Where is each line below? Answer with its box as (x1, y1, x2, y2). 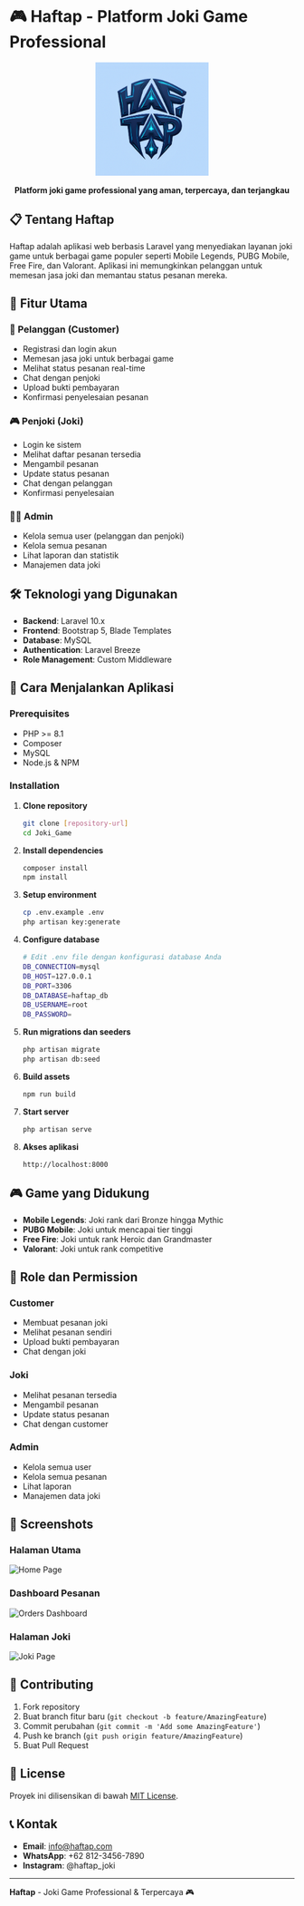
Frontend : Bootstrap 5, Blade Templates (22, 625, 172, 636)
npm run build (22, 1089, 76, 1099)
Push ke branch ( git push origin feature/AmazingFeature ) (22, 1730, 243, 1741)
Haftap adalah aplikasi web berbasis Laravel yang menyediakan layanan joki (9, 240, 292, 251)
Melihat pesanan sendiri (22, 1327, 112, 1337)
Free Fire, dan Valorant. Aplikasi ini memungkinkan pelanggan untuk (9, 259, 262, 271)
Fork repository (22, 1701, 81, 1712)
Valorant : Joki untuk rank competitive (22, 1243, 164, 1254)
